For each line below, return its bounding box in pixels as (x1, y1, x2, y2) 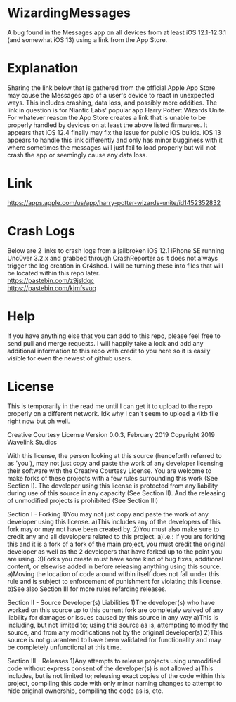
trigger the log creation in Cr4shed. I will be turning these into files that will (7, 261, 223, 270)
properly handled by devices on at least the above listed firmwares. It (7, 121, 208, 129)
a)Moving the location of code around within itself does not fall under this (7, 569, 220, 578)
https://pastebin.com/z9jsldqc (7, 276, 95, 285)
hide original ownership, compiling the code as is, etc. (7, 687, 164, 695)
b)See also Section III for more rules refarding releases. (7, 585, 167, 593)
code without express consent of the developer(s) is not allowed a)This (7, 664, 214, 672)
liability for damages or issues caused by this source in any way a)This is (7, 613, 218, 621)
